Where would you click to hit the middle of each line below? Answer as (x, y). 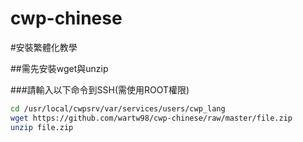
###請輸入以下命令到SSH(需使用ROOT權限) (100, 89)
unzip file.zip (42, 127)
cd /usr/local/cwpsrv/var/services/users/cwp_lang (118, 108)
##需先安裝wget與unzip (59, 68)
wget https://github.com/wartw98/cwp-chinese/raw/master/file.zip (151, 118)
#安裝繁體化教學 (44, 47)
